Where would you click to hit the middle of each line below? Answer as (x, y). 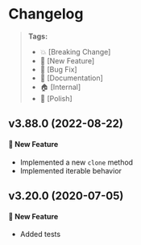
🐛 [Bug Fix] (59, 69)
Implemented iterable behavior (71, 170)
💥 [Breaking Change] (75, 51)
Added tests (40, 235)
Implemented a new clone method (77, 162)
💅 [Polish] (56, 98)
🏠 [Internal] (60, 87)
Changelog (46, 14)
